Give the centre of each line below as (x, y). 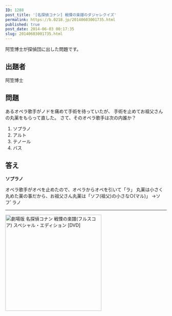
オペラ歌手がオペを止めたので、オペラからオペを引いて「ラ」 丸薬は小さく (84, 190)
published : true (23, 24)
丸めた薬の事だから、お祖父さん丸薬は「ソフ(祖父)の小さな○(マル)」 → (81, 196)
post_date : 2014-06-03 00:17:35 (40, 29)
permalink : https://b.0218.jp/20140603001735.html (60, 19)
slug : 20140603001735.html (34, 34)
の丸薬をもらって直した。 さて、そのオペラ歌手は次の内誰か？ (71, 117)
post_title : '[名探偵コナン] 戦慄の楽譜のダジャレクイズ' (61, 15)
